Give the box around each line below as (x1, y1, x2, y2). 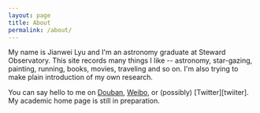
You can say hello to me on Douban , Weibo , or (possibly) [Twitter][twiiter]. (8, 88, 250, 97)
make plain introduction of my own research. (8, 72, 154, 82)
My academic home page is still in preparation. (8, 96, 160, 106)
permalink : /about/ (8, 26, 72, 34)
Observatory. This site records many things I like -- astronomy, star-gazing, (8, 56, 253, 65)
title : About (8, 19, 51, 27)
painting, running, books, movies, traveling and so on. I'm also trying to (8, 64, 239, 74)
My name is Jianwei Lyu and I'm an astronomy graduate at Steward (8, 48, 226, 57)
